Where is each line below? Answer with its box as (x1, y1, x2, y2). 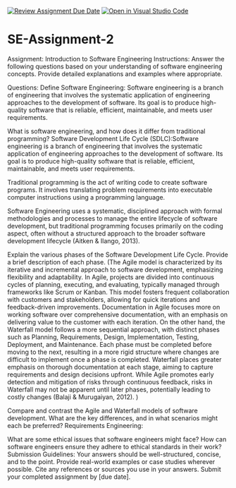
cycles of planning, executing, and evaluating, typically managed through (7, 280, 220, 288)
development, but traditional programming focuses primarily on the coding (7, 221, 223, 230)
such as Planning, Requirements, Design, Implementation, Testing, (7, 332, 199, 341)
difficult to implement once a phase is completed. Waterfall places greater (7, 355, 222, 363)
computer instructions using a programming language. (7, 193, 166, 201)
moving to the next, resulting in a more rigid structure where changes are (7, 348, 220, 356)
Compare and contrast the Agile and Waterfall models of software (7, 406, 199, 415)
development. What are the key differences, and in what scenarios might (7, 413, 218, 422)
